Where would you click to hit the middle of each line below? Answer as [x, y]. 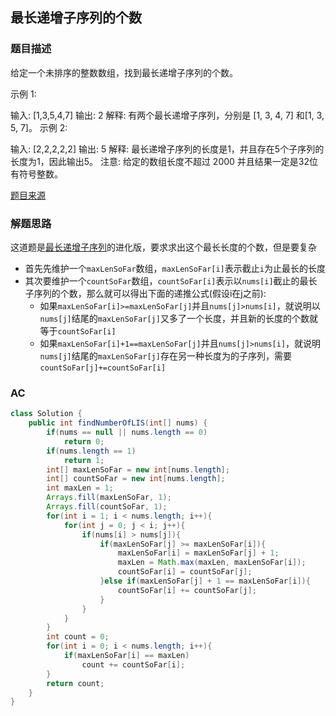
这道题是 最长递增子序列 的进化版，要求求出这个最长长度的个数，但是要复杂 [163, 247]
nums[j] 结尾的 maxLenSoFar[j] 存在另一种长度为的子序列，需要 [165, 355]
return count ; [75, 683]
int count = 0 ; [78, 637]
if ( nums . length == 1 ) [91, 451]
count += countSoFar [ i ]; [133, 664]
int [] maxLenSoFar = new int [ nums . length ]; [138, 469]
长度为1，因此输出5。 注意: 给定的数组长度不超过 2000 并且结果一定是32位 [164, 161]
